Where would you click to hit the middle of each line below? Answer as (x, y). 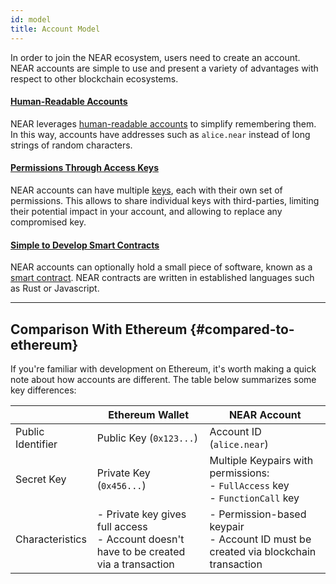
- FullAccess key (249, 485)
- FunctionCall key (254, 498)
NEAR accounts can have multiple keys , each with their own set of (146, 190)
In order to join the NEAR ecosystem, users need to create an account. (155, 57)
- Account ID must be (260, 539)
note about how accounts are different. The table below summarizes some (163, 379)
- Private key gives (141, 514)
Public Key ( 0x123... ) (147, 438)
